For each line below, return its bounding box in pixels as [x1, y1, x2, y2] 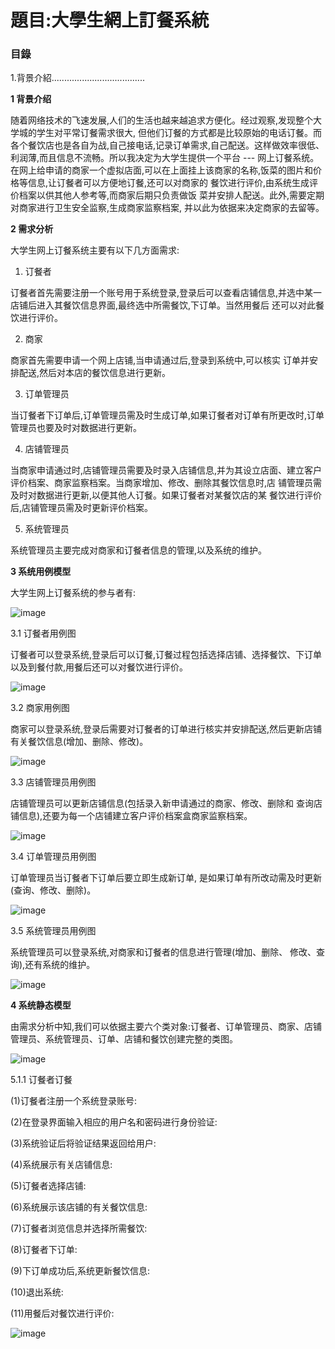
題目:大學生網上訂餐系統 [10, 9, 210, 32]
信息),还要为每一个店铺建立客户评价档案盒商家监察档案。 [18, 810, 253, 822]
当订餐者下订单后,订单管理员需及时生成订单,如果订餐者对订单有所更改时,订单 [10, 409, 325, 421]
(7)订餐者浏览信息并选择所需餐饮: [10, 1222, 148, 1235]
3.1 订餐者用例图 [10, 627, 77, 640]
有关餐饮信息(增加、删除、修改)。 [10, 736, 149, 748]
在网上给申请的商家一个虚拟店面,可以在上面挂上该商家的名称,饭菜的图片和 [10, 164, 314, 176]
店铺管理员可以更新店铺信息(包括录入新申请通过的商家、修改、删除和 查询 [10, 797, 315, 810]
